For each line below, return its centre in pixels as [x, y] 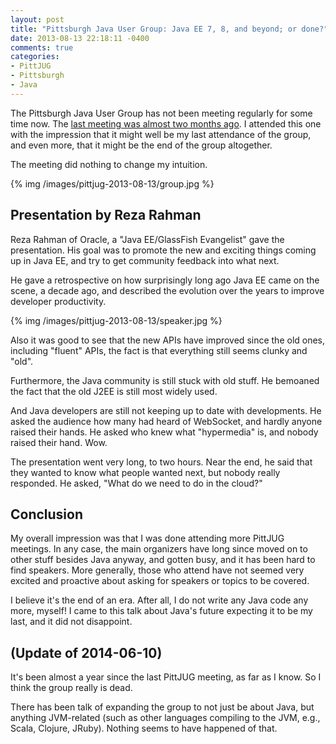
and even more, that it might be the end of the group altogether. [141, 145]
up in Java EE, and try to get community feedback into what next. [145, 260]
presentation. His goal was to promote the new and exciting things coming [163, 250]
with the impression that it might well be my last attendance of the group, [161, 134]
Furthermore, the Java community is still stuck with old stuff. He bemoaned [165, 380]
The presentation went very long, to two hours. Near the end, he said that [161, 462]
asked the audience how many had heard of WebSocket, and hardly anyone [166, 421]
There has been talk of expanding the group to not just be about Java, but [162, 707]
